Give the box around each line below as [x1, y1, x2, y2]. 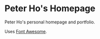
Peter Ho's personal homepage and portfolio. [4, 19, 96, 25]
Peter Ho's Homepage [4, 3, 96, 14]
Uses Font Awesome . [4, 28, 47, 34]
